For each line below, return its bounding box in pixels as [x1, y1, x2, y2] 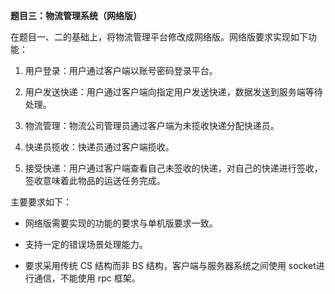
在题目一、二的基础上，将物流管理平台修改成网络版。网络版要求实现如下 [10, 31, 308, 43]
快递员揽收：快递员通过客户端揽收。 [24, 141, 175, 153]
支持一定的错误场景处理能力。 [24, 239, 148, 250]
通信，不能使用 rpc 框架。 [33, 272, 141, 284]
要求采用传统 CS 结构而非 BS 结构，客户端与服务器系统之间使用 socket [24, 260, 317, 271]
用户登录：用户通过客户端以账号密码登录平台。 [24, 65, 218, 76]
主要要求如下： [10, 196, 72, 208]
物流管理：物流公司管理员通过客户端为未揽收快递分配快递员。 [24, 120, 280, 131]
